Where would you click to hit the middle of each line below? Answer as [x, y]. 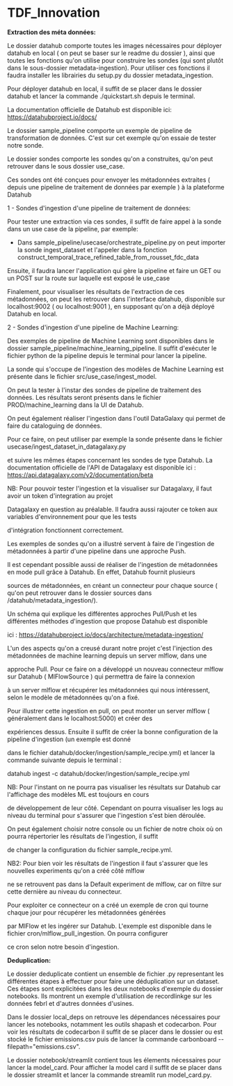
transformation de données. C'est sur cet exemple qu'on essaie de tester [112, 138]
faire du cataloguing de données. [55, 426]
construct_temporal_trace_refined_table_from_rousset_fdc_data [108, 257]
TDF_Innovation [54, 13]
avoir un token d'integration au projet [60, 495]
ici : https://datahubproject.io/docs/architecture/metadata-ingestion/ [105, 635]
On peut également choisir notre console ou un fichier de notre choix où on [115, 829]
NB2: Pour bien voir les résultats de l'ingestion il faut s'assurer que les [108, 863]
